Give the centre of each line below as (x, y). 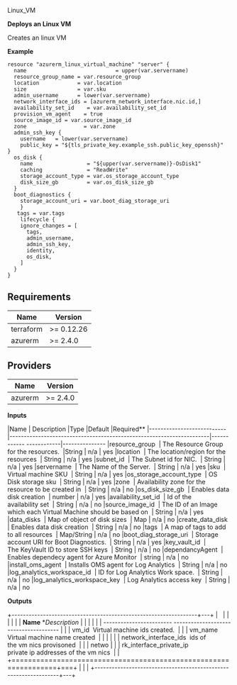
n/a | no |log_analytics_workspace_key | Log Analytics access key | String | (119, 579)
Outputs (20, 601)
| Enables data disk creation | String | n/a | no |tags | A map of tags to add (117, 527)
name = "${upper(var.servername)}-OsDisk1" (111, 164)
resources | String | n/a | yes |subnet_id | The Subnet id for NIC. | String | (116, 459)
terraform (27, 329)
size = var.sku (60, 89)
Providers (29, 366)
